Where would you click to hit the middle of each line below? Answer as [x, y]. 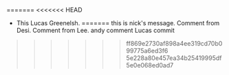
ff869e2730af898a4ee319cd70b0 [174, 43]
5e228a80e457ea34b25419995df [174, 58]
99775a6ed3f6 [147, 51]
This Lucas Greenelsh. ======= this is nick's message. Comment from [118, 23]
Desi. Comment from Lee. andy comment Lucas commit [95, 30]
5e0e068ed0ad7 [150, 65]
